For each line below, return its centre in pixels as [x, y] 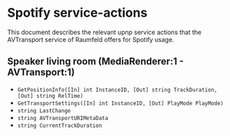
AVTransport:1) [41, 72]
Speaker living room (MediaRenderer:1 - [95, 62]
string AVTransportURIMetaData [63, 118]
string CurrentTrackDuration [60, 126]
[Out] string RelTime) [50, 96]
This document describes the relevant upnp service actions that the [105, 32]
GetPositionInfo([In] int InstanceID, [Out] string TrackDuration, [117, 90]
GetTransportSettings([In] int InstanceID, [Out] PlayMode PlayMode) [121, 103]
